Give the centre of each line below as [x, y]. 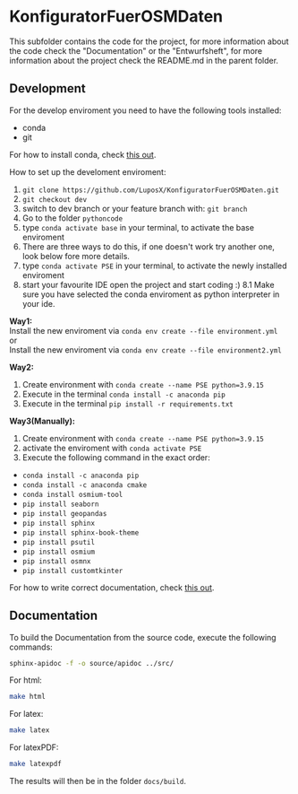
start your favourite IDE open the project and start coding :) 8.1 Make [148, 284]
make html [28, 697]
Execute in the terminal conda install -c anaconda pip [123, 394]
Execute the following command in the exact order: [116, 457]
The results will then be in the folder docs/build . [98, 781]
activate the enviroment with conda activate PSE [112, 448]
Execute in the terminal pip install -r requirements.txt [128, 403]
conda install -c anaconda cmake [85, 485]
